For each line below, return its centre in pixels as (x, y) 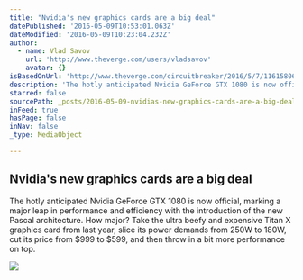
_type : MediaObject (46, 135)
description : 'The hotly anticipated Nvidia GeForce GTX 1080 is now (143, 85)
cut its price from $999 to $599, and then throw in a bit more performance (147, 239)
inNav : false (34, 127)
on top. (23, 248)
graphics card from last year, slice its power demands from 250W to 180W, (148, 230)
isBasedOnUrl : (36, 77)
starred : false (38, 93)
